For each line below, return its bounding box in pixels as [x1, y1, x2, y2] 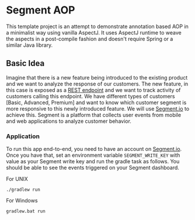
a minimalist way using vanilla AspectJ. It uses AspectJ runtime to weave [6, 29, 182, 36]
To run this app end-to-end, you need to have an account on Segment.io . [6, 146, 182, 153]
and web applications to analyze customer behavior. [6, 118, 131, 125]
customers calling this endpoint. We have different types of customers [6, 92, 175, 99]
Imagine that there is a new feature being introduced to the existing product [6, 74, 188, 81]
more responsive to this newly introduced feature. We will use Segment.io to [6, 105, 190, 112]
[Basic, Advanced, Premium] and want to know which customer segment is [6, 99, 187, 106]
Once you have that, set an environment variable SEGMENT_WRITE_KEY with [6, 152, 180, 159]
